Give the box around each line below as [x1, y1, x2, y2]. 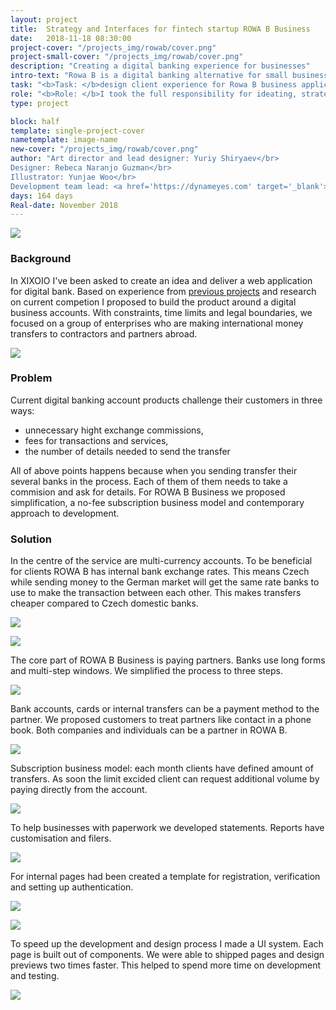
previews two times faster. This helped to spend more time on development [10, 959, 322, 971]
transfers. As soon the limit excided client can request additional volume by [10, 773, 320, 785]
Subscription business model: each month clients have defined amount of [10, 762, 314, 775]
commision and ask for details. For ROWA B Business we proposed [10, 486, 286, 498]
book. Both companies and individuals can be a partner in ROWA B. [10, 724, 288, 736]
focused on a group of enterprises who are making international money [10, 317, 304, 329]
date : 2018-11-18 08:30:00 [10, 33, 132, 43]
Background [10, 252, 72, 266]
